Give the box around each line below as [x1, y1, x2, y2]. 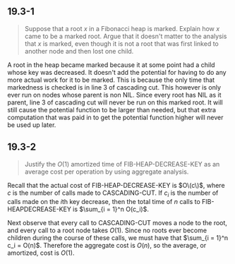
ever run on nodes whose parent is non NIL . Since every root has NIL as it [7, 90, 222, 99]
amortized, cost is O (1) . [7, 248, 75, 257]
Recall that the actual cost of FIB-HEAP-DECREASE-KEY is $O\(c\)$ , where [7, 181, 225, 189]
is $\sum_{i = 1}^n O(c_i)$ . [73, 205, 150, 214]
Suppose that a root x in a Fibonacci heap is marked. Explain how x [24, 24, 220, 32]
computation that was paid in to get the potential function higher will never [7, 113, 224, 121]
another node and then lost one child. [24, 47, 134, 55]
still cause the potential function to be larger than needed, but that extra [7, 105, 217, 114]
